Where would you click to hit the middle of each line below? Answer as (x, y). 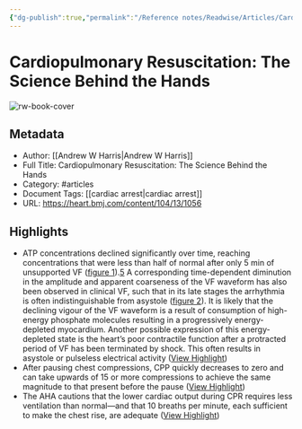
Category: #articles (58, 184)
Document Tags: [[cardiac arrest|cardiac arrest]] (112, 194)
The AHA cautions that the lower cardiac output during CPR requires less (157, 397)
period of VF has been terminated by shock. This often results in (141, 349)
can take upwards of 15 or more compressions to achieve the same (147, 377)
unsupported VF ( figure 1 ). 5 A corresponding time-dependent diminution (157, 272)
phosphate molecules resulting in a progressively (142, 320)
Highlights (39, 231)
